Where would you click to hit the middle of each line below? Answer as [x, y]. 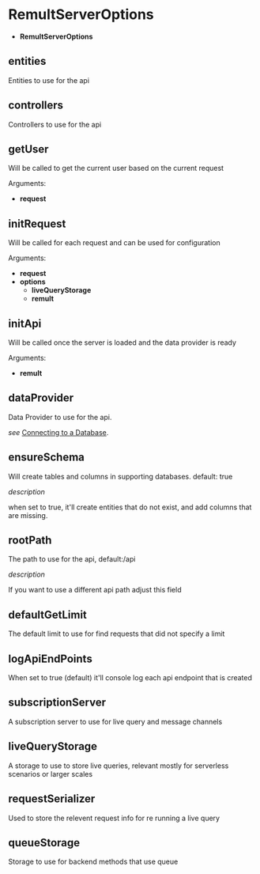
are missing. [28, 515]
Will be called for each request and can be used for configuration [114, 243]
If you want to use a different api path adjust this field [95, 590]
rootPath [30, 541]
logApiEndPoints [50, 658]
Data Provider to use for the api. [60, 417]
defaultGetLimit [47, 615]
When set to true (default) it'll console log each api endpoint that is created [130, 678]
